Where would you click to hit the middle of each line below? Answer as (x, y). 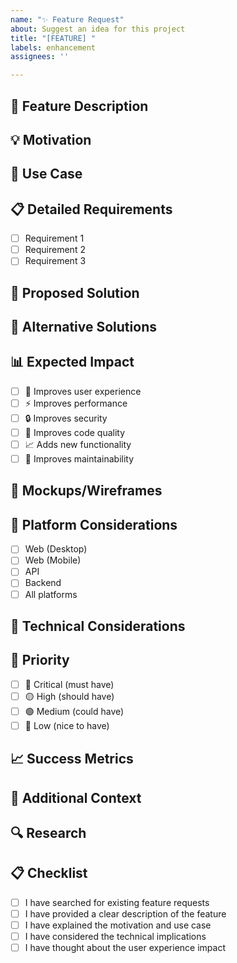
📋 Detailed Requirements (91, 209)
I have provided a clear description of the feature (125, 913)
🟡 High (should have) (69, 696)
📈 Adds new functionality (78, 445)
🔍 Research (48, 833)
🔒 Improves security (66, 418)
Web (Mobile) (53, 560)
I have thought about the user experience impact (125, 948)
